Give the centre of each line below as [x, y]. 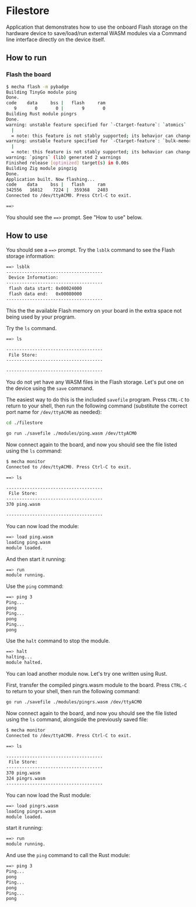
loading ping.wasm [28, 542]
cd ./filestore [24, 423]
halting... [19, 657]
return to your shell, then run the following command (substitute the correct [97, 406]
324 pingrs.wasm [26, 779]
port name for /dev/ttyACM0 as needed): [54, 412]
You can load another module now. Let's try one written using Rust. [87, 674]
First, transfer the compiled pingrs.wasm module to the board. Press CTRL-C [97, 685]
